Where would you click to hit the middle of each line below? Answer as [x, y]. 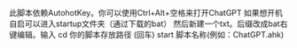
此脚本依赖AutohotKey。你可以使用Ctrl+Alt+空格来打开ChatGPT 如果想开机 [146, 13]
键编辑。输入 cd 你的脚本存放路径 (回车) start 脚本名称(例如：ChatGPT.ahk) [147, 34]
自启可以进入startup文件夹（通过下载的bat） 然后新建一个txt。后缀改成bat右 [148, 24]
